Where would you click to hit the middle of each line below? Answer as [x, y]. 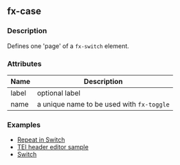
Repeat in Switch [41, 140]
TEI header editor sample [53, 147]
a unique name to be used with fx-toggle [103, 104]
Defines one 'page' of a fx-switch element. [68, 46]
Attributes [24, 63]
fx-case [24, 11]
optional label [59, 93]
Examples [24, 124]
